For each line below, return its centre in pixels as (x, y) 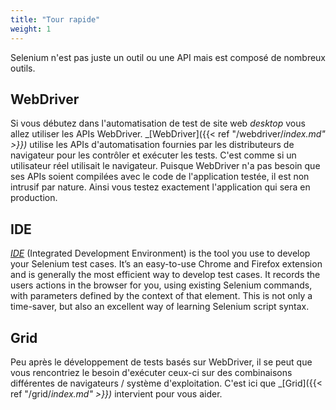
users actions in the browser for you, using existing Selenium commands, (161, 285)
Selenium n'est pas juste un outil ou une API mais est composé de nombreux (168, 57)
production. (34, 198)
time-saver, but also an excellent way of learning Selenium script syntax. (160, 307)
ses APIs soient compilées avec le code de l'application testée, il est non (160, 177)
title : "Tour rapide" (55, 19)
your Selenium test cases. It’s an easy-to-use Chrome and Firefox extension (166, 264)
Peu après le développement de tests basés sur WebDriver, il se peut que (161, 362)
